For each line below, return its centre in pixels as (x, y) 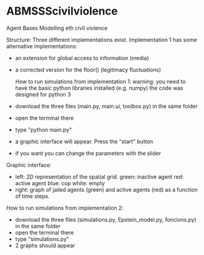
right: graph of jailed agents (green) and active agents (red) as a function (106, 189)
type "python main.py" (43, 129)
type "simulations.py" (42, 239)
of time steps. (32, 196)
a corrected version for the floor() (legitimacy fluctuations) (88, 70)
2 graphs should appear (45, 245)
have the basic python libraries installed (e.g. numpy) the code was (99, 88)
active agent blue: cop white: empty (60, 183)
